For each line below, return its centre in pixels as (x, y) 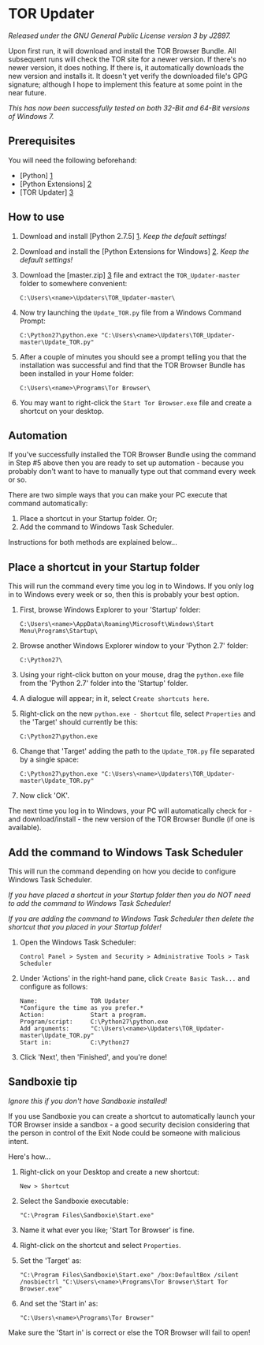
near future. (28, 92)
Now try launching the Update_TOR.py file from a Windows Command (130, 312)
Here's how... (30, 1157)
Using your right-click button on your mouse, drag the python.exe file (132, 675)
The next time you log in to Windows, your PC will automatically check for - (130, 811)
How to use (36, 217)
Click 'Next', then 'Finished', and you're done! (93, 1057)
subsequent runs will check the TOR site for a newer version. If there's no (127, 59)
